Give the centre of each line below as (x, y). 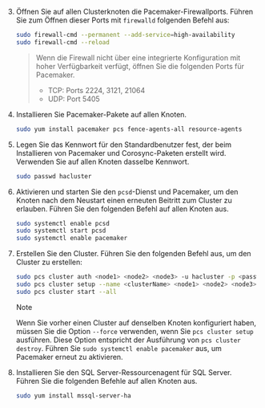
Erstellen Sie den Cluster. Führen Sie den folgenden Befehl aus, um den (133, 254)
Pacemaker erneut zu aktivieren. (69, 357)
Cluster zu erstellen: (49, 262)
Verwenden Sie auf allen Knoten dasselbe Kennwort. (102, 161)
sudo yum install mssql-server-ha (73, 396)
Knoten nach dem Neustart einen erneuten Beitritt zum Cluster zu (124, 200)
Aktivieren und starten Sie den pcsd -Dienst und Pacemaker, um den (127, 191)
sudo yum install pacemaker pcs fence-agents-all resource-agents (129, 129)
